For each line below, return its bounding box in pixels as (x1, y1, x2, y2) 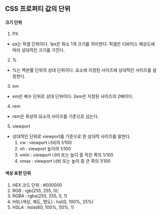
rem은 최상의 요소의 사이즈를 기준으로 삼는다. (12, 113, 99, 119)
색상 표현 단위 (5, 170, 31, 176)
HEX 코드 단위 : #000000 (12, 182, 62, 188)
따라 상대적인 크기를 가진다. (12, 47, 65, 53)
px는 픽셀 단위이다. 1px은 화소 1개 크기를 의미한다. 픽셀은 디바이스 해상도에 (12, 41, 155, 47)
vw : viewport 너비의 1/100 (19, 140, 72, 145)
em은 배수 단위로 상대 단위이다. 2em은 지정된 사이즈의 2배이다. (12, 93, 134, 99)
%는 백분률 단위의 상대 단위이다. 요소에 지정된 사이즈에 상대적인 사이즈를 (12, 67, 152, 73)
